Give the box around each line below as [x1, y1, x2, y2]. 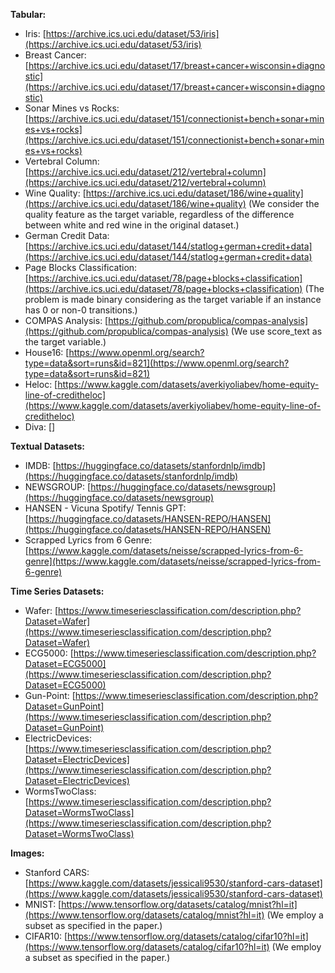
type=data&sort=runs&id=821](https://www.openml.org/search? [24, 357, 290, 369]
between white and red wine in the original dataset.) [24, 219, 240, 231]
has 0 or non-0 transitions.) [24, 304, 138, 316]
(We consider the [248, 198, 320, 209]
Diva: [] [24, 421, 56, 433]
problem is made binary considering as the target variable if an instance [24, 294, 322, 305]
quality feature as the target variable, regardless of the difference [24, 209, 295, 220]
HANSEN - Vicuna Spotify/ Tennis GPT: [24, 502, 187, 514]
